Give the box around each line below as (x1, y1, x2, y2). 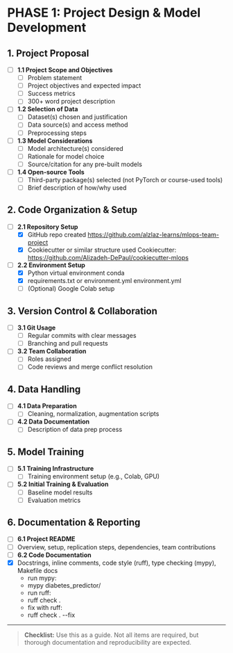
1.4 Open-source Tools (17, 168, 85, 176)
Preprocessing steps (27, 129, 87, 137)
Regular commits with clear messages (27, 332, 137, 340)
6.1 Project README (17, 535, 76, 543)
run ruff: (27, 588, 51, 597)
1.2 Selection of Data (17, 105, 78, 113)
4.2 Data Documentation (17, 417, 90, 426)
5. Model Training (7, 446, 85, 458)
